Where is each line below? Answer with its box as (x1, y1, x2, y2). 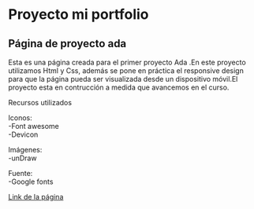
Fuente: (8, 169, 33, 178)
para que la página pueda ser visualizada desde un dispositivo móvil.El (8, 75, 238, 83)
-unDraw (8, 153, 37, 163)
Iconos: (8, 113, 33, 123)
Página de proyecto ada (8, 37, 127, 50)
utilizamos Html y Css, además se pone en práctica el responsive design (8, 66, 245, 75)
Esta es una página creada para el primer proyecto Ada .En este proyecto (8, 57, 246, 67)
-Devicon (8, 130, 39, 139)
